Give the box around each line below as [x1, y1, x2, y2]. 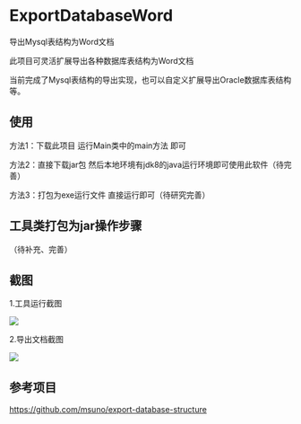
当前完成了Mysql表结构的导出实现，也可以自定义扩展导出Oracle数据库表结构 [9, 74, 292, 85]
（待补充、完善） [9, 243, 73, 254]
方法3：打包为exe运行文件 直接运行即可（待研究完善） [9, 190, 211, 200]
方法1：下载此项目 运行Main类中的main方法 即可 [9, 140, 186, 151]
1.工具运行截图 [9, 298, 63, 309]
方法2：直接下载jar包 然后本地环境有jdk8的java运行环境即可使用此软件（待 [9, 159, 285, 170]
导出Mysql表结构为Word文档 [9, 36, 115, 47]
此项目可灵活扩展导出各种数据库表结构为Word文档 [9, 55, 194, 66]
